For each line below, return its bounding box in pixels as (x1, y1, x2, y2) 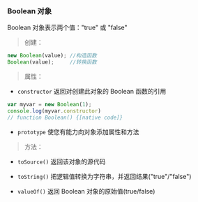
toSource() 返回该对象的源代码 (17, 157, 106, 166)
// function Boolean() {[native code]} (7, 114, 123, 121)
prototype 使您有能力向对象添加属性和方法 (17, 127, 139, 136)
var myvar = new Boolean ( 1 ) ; (7, 101, 92, 108)
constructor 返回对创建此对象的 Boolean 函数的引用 (17, 87, 167, 96)
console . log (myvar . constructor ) (7, 107, 101, 115)
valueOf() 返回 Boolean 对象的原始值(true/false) (17, 187, 155, 195)
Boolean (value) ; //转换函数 (7, 59, 98, 66)
